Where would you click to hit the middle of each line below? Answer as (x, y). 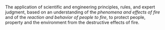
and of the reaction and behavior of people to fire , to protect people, (75, 17)
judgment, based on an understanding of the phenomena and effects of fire (83, 12)
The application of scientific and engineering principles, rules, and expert (80, 7)
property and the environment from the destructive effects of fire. (72, 22)
